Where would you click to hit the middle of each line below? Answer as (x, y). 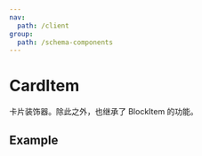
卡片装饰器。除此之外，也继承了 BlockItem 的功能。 (104, 112)
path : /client (43, 26)
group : (21, 34)
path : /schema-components (65, 42)
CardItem (44, 86)
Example (34, 140)
